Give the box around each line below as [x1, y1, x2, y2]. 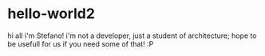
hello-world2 [7, 5, 95, 23]
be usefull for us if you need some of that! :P [7, 39, 154, 48]
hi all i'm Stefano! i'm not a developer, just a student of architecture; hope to [7, 31, 257, 40]
